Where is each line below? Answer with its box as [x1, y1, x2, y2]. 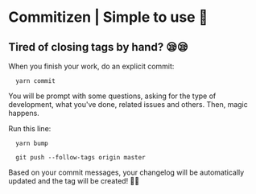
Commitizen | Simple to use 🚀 [8, 8, 209, 27]
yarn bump [15, 139, 48, 147]
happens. [8, 109, 40, 118]
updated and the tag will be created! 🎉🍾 [8, 176, 139, 185]
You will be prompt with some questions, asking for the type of [8, 91, 217, 101]
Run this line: [8, 124, 52, 133]
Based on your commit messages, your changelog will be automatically [8, 167, 245, 177]
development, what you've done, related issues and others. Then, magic [8, 100, 248, 109]
